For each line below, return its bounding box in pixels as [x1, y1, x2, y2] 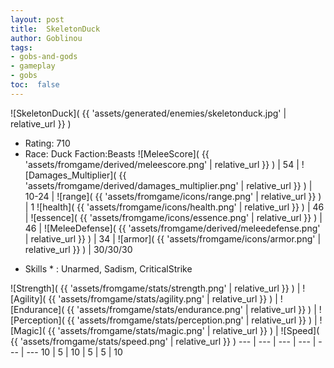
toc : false [10, 80, 60, 90]
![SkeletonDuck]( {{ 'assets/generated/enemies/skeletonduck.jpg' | [10, 107, 287, 119]
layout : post [10, 14, 65, 25]
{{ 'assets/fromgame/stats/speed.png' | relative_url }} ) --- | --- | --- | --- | [10, 335, 317, 347]
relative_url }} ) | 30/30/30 [24, 243, 133, 255]
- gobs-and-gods [10, 52, 78, 62]
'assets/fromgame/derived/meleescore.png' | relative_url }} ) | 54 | [24, 158, 300, 170]
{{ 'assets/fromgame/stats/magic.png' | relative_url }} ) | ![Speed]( [47, 324, 320, 336]
